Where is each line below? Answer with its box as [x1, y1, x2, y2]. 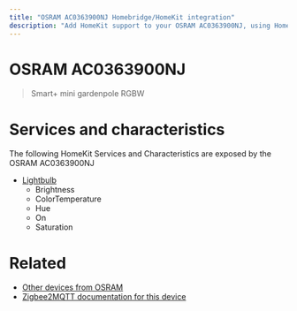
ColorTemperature [34, 193, 102, 204]
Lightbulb [21, 175, 57, 186]
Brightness [34, 185, 75, 195]
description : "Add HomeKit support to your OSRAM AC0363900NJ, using [9, 21, 271, 30]
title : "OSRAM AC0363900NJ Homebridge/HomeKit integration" [9, 12, 236, 22]
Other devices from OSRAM [21, 282, 124, 292]
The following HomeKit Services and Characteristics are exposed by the [9, 148, 272, 159]
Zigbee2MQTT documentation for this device [21, 292, 187, 302]
